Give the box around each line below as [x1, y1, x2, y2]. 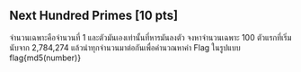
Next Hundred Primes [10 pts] [9, 8, 178, 23]
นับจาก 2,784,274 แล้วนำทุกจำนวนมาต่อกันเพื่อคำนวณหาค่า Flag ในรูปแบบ [9, 41, 241, 53]
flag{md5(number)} [9, 52, 82, 63]
